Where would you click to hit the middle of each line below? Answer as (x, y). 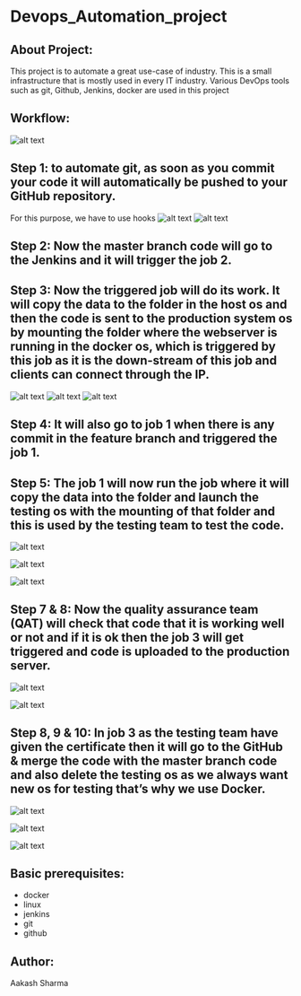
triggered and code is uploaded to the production (150, 652)
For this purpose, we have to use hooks (83, 218)
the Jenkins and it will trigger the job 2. (121, 261)
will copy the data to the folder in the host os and (149, 305)
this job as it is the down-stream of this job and (143, 361)
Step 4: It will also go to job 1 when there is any (142, 425)
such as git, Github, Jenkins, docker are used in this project (120, 90)
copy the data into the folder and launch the (134, 497)
